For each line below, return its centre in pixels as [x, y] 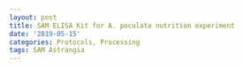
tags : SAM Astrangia [47, 50]
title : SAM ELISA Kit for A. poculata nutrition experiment [122, 26]
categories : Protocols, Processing [75, 42]
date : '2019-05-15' [45, 34]
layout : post [33, 17]
